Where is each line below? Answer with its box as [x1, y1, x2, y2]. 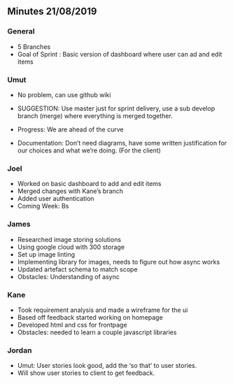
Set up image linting [17, 250, 76, 258]
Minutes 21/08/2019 [7, 6, 97, 17]
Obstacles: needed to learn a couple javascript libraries [17, 328, 177, 336]
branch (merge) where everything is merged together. [17, 111, 173, 120]
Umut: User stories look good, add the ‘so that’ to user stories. [17, 362, 197, 370]
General [7, 27, 35, 36]
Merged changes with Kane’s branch [17, 187, 124, 195]
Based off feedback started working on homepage [17, 313, 163, 321]
